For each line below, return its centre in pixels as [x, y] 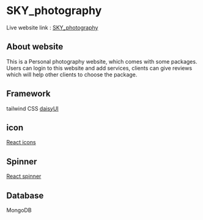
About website [35, 47]
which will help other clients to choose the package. [72, 75]
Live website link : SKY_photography [52, 28]
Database [25, 195]
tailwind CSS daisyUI [33, 108]
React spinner [24, 176]
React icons [21, 142]
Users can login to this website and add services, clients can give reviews [99, 68]
